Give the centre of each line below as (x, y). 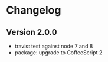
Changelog (34, 10)
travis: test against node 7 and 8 (54, 46)
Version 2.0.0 (32, 32)
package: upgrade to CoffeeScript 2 (58, 53)
